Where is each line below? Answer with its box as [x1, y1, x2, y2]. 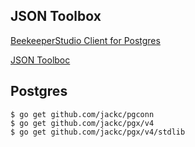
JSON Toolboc [10, 54, 71, 66]
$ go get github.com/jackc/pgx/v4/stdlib [10, 127, 186, 137]
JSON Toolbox [10, 8, 102, 25]
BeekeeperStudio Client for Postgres [10, 34, 161, 46]
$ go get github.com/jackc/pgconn [10, 109, 155, 119]
